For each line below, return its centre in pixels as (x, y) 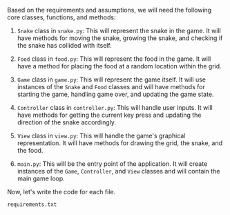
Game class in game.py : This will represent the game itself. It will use (111, 80)
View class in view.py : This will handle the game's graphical (101, 135)
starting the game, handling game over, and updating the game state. (115, 94)
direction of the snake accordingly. (66, 122)
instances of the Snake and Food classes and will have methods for (111, 87)
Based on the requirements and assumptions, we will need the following (109, 10)
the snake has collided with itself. (64, 45)
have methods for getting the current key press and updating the (109, 115)
